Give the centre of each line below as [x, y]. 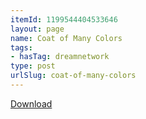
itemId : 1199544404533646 [64, 19]
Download [31, 103]
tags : [21, 47]
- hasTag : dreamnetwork [60, 57]
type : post [33, 66]
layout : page [37, 29]
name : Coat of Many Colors [66, 38]
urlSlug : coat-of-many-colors [73, 76]
